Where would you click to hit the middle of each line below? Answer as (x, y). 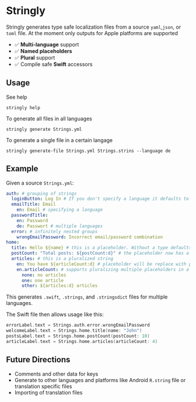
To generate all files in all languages (49, 119)
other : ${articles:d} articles (60, 286)
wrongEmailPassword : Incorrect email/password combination (90, 237)
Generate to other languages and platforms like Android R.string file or (100, 380)
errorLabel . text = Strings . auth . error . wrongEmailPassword (78, 325)
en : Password (32, 220)
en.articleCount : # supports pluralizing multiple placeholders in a (103, 269)
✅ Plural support (35, 57)
